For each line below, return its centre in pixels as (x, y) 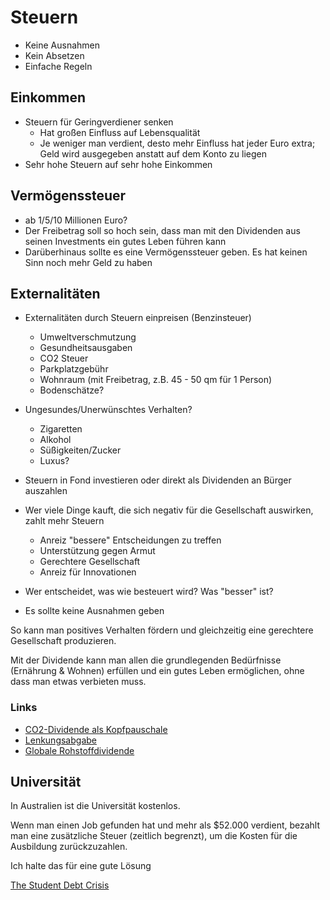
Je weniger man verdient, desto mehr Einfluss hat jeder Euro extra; (177, 143)
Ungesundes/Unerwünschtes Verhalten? (108, 410)
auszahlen (46, 491)
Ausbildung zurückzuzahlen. (69, 847)
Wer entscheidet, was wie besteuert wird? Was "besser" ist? (149, 592)
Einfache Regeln (58, 66)
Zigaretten (61, 429)
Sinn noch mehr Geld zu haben (88, 262)
